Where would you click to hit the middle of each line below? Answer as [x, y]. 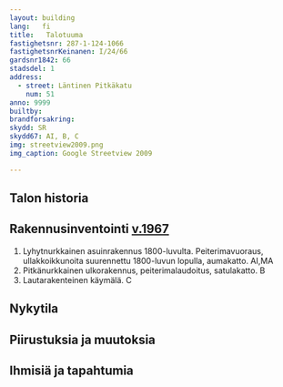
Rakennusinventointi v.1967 [90, 229]
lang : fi [30, 26]
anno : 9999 [30, 102]
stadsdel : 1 [32, 69]
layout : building [42, 18]
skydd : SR [28, 128]
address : [26, 77]
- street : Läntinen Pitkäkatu [75, 86]
